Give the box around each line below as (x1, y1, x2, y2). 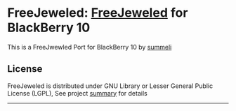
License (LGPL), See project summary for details (7, 89, 147, 97)
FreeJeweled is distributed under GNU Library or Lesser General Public (7, 82, 214, 90)
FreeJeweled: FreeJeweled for (7, 5, 188, 21)
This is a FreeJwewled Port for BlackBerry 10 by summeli (7, 43, 172, 51)
